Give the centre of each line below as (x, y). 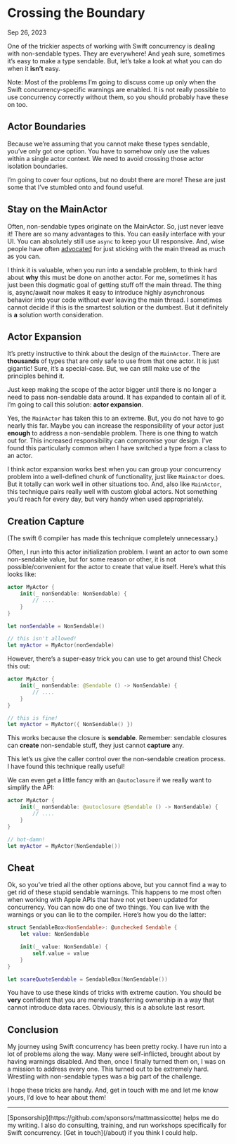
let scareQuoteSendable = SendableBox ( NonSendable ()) (88, 979)
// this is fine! (33, 718)
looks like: (22, 574)
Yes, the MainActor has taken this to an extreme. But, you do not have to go (116, 418)
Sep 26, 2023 (27, 32)
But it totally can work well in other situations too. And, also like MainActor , (114, 484)
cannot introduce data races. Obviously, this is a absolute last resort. (106, 1008)
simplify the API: (31, 788)
